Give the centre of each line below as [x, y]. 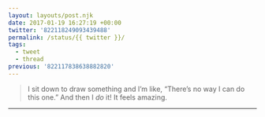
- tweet [28, 52]
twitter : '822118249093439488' [60, 30]
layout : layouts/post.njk [50, 15]
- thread [30, 60]
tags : [17, 45]
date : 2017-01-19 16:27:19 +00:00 [65, 23]
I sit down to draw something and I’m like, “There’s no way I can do [136, 89]
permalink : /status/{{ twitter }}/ [67, 37]
